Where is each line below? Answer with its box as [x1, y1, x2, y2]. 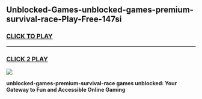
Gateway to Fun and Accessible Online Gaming [6, 86, 126, 93]
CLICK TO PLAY [6, 32, 53, 41]
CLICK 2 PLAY [6, 55, 48, 63]
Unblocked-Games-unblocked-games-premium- [6, 5, 194, 15]
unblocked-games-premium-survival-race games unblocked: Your [6, 79, 177, 86]
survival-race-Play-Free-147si [6, 14, 122, 25]
